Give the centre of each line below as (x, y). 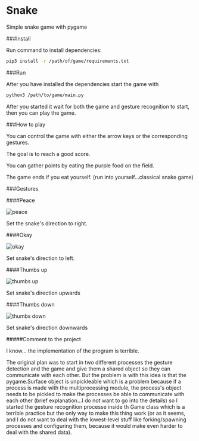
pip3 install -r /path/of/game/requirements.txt (68, 61)
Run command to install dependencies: (54, 50)
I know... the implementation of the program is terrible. (73, 351)
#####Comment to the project (44, 339)
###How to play (26, 124)
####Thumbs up (27, 269)
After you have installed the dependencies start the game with (83, 84)
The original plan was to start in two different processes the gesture (89, 362)
